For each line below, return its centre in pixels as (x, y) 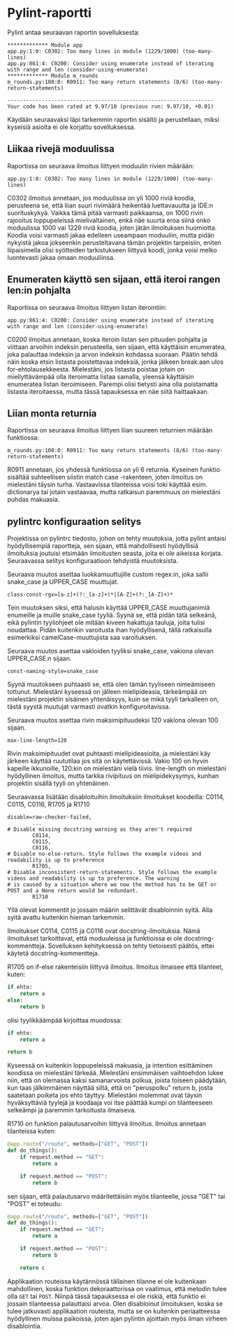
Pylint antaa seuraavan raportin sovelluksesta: (73, 32)
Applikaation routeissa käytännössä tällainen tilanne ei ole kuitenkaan (107, 1281)
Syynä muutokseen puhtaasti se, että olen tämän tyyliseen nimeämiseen (111, 684)
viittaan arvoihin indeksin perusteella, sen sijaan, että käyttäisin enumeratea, (117, 347)
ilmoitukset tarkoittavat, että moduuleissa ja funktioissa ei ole (95, 939)
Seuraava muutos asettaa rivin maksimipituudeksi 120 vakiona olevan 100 (113, 721)
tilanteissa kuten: (31, 1131)
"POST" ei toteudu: (35, 1204)
